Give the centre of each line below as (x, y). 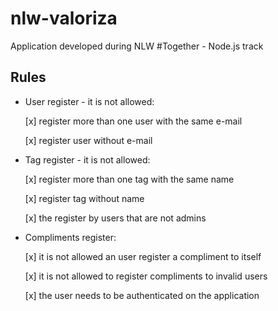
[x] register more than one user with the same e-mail (133, 121)
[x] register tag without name (84, 198)
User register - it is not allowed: (89, 101)
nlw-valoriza (64, 18)
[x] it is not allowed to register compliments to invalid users (146, 276)
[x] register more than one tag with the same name (129, 179)
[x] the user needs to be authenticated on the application (142, 295)
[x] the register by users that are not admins (115, 218)
